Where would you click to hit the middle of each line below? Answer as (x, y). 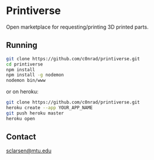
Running (22, 45)
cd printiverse (25, 64)
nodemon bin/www (26, 81)
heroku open (20, 119)
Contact (21, 137)
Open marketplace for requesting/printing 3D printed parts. (77, 27)
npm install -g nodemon (35, 75)
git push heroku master (35, 113)
